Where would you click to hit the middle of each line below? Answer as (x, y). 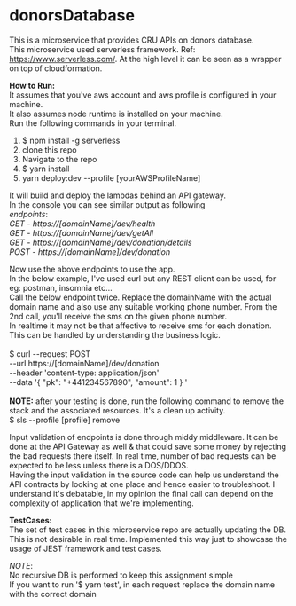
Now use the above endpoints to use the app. (92, 269)
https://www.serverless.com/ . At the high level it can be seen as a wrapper (145, 59)
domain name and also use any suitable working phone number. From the (143, 306)
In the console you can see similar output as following (107, 204)
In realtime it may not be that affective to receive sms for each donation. (140, 326)
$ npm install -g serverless (71, 140)
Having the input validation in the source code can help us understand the (144, 475)
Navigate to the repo (59, 159)
